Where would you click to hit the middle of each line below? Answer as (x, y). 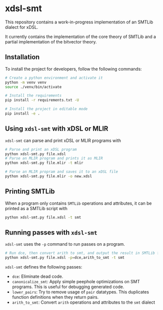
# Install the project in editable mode (47, 109)
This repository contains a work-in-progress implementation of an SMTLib (79, 22)
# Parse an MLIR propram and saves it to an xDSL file (62, 172)
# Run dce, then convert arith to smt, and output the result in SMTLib (80, 253)
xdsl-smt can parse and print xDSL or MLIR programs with (63, 140)
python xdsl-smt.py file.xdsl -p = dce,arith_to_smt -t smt (65, 258)
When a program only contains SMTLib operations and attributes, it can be (78, 203)
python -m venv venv (26, 82)
